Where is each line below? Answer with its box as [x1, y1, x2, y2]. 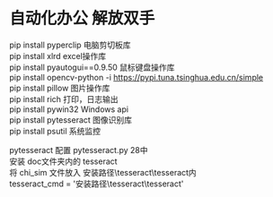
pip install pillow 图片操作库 [9, 82, 110, 93]
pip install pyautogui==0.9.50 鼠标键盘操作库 [9, 62, 175, 73]
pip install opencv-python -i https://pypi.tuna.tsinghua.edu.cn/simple [9, 72, 264, 82]
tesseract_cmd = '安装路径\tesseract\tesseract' [9, 178, 184, 189]
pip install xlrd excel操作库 [9, 50, 107, 61]
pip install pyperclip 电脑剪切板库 [9, 39, 131, 50]
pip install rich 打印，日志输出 [9, 93, 119, 104]
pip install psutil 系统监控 [9, 125, 101, 136]
